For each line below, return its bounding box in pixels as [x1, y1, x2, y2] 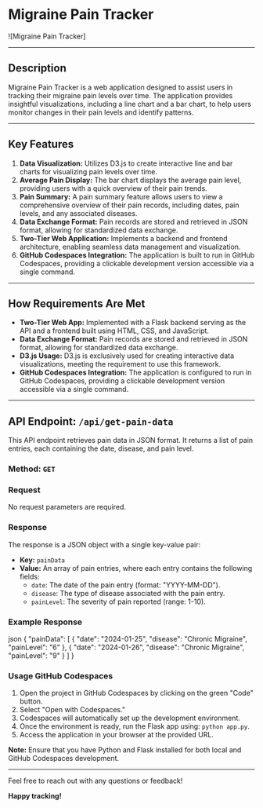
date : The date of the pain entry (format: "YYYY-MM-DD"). [31, 579, 221, 590]
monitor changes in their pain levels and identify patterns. [8, 108, 194, 117]
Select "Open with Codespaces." [19, 705, 126, 715]
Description [8, 61, 67, 75]
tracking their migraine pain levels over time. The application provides [8, 90, 233, 100]
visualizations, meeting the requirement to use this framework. [19, 360, 222, 369]
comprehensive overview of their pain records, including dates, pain [19, 200, 240, 210]
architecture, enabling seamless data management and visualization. [19, 242, 241, 251]
